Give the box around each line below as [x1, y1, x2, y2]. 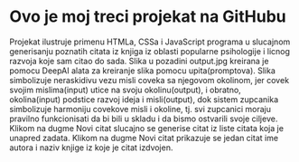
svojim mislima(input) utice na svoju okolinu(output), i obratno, [9, 84, 241, 95]
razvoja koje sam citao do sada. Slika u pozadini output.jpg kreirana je [9, 55, 269, 66]
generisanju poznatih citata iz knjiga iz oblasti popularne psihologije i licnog [9, 45, 291, 56]
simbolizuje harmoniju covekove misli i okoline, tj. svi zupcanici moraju [9, 103, 272, 114]
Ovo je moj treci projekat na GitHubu [9, 6, 286, 27]
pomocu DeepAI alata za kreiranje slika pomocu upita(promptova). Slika [9, 65, 276, 76]
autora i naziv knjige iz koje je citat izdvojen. [9, 142, 173, 153]
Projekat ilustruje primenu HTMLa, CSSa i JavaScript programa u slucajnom [9, 36, 291, 47]
